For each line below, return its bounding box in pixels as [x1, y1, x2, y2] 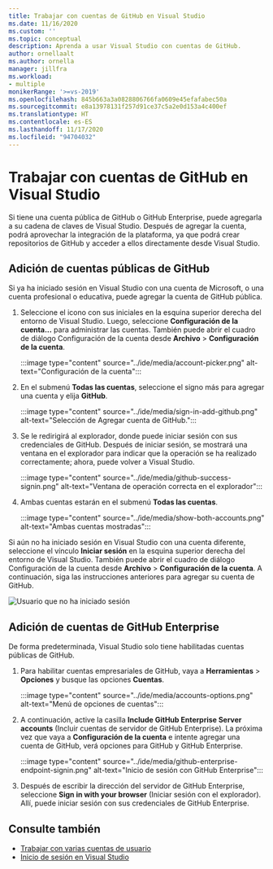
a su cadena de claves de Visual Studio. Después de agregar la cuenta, [8, 221, 247, 230]
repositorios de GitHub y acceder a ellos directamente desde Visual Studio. [8, 238, 260, 248]
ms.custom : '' [8, 27, 57, 35]
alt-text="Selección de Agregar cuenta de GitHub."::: [19, 416, 197, 426]
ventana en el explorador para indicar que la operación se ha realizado [19, 448, 258, 458]
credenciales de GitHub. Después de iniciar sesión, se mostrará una [19, 440, 248, 450]
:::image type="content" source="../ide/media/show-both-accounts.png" [19, 513, 265, 523]
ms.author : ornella [8, 58, 75, 66]
